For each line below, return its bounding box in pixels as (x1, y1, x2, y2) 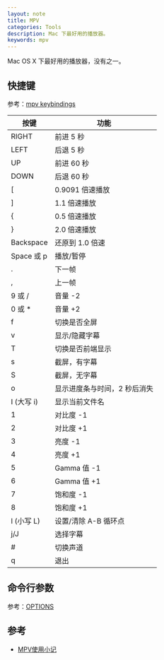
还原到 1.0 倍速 (54, 237, 105, 247)
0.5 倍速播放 (54, 211, 97, 221)
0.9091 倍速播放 (54, 184, 110, 194)
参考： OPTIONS (7, 602, 54, 611)
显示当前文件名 (54, 396, 105, 406)
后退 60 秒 (54, 171, 90, 181)
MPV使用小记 (17, 644, 57, 654)
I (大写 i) (11, 396, 39, 406)
